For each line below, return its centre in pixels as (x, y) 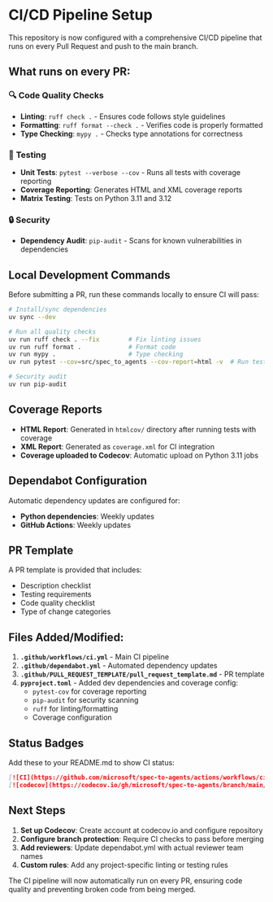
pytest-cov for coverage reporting (89, 692)
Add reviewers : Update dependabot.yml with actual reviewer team (132, 847)
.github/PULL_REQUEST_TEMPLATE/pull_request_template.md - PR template (142, 674)
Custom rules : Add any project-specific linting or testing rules (124, 865)
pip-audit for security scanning (85, 700)
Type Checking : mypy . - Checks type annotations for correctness (132, 134)
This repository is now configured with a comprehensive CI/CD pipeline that (135, 37)
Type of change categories (65, 611)
